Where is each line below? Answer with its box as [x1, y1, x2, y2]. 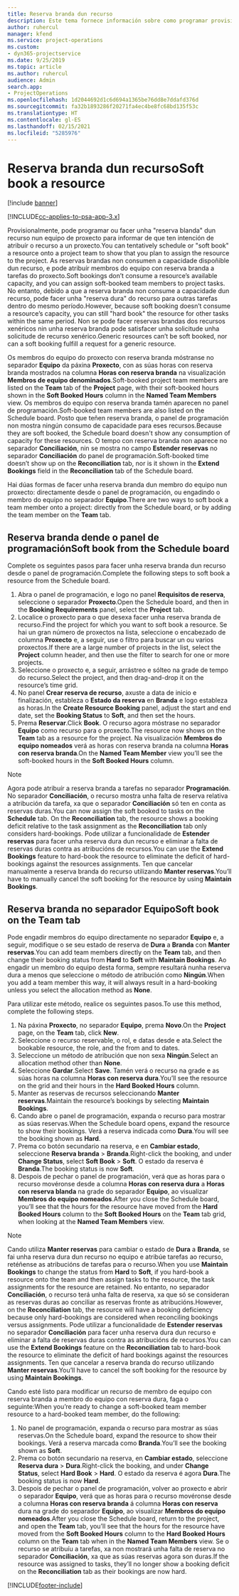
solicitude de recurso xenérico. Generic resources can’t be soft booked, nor [7, 332, 228, 341]
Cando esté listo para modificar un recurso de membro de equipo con [7, 1387, 212, 1395]
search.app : [7, 83, 43, 90]
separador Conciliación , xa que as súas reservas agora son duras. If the [17, 1552, 229, 1560]
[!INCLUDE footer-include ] [7, 1580, 83, 1590]
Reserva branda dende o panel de [7, 531, 159, 543]
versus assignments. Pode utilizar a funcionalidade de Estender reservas [7, 1320, 223, 1329]
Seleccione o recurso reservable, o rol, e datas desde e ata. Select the [17, 1036, 223, 1044]
